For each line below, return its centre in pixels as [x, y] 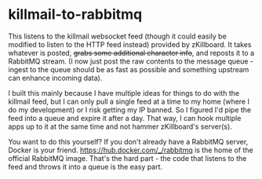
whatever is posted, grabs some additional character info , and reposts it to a [131, 53]
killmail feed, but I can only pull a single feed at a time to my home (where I [129, 101]
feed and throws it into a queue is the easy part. [86, 166]
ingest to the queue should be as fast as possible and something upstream [129, 69]
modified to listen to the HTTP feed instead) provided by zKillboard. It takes [130, 44]
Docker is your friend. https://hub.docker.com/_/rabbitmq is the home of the [131, 150]
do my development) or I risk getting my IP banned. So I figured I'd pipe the [130, 110]
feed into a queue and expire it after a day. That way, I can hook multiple [125, 118]
